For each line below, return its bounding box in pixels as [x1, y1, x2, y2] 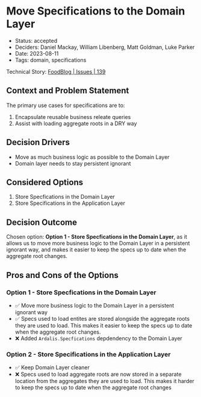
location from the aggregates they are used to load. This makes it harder [14, 378, 194, 385]
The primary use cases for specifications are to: [6, 102, 125, 109]
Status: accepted [14, 37, 58, 44]
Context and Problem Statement [6, 86, 129, 96]
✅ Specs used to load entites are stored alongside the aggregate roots [14, 315, 190, 322]
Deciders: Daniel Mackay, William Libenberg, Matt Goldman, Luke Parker [14, 44, 195, 51]
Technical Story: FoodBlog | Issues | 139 [6, 68, 106, 75]
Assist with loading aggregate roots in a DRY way [14, 120, 137, 127]
